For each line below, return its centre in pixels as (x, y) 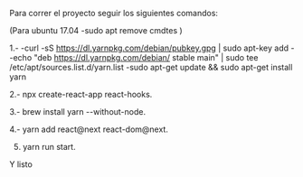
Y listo (21, 164)
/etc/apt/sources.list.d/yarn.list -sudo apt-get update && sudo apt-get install (151, 67)
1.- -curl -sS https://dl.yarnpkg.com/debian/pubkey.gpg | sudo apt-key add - (152, 48)
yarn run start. (49, 147)
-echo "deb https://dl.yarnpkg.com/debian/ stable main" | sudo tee (134, 57)
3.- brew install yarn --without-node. (78, 112)
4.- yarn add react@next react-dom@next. (89, 129)
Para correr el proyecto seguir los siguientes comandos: (114, 13)
